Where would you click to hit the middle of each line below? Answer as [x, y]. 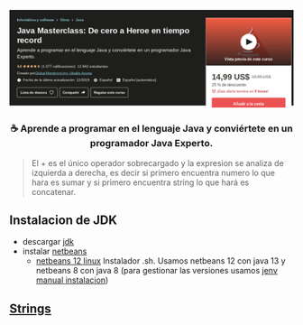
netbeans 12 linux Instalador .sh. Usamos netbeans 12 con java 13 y [161, 261]
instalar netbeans [55, 251]
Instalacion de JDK [63, 220]
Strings [30, 308]
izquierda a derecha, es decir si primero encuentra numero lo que [153, 172]
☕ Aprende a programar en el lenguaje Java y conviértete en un [151, 129]
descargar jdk [48, 242]
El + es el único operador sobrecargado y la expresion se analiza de [157, 162]
